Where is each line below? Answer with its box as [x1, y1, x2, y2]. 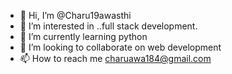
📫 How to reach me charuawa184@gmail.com [19, 53, 212, 64]
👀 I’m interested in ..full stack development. [19, 20, 198, 32]
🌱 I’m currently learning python [19, 31, 148, 42]
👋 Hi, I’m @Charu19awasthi [19, 10, 132, 21]
